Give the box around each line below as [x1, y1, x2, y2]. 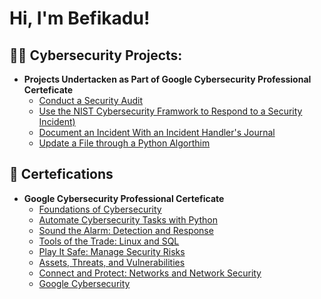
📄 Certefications [9, 166, 114, 183]
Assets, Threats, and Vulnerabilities [38, 256, 186, 268]
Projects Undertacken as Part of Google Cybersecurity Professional [23, 73, 312, 85]
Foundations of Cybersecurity [38, 203, 162, 215]
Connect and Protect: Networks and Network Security [38, 267, 262, 279]
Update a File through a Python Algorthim [38, 137, 211, 149]
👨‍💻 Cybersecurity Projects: [9, 47, 183, 64]
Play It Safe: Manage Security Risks [38, 245, 186, 257]
